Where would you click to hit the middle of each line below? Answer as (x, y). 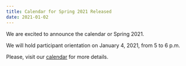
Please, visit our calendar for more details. (57, 57)
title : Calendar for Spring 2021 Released (59, 11)
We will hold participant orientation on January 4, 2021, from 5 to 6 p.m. (93, 45)
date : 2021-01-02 (27, 17)
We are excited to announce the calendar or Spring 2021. (75, 34)
